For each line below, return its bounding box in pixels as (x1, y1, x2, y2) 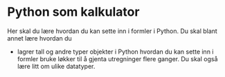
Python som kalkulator (7, 4, 140, 20)
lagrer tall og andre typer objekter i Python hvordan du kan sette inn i (17, 47, 214, 56)
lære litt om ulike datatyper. (17, 62, 96, 70)
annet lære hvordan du (7, 34, 73, 42)
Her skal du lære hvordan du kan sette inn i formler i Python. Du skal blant (7, 27, 218, 35)
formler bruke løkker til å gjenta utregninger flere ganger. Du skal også (17, 54, 218, 63)
